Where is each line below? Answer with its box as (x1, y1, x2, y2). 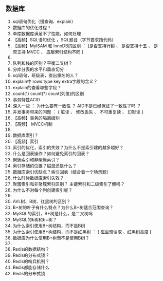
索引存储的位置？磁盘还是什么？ (12, 163, 77, 169)
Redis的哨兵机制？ (12, 258, 50, 264)
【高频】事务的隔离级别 (12, 115, 60, 121)
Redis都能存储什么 (12, 264, 50, 270)
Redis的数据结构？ (12, 246, 50, 252)
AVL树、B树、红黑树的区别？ (12, 198, 71, 204)
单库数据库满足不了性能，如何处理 (12, 31, 81, 37)
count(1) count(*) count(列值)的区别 (12, 91, 84, 96)
